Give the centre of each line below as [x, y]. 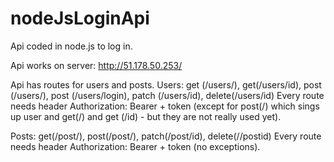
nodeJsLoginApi [80, 18]
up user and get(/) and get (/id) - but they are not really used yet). [146, 116]
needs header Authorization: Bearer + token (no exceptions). [135, 146]
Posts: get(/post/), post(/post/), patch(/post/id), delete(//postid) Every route [166, 136]
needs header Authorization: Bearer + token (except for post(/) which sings [165, 106]
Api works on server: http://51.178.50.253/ [96, 65]
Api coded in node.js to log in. [71, 46]
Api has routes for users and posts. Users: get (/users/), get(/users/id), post [166, 84]
